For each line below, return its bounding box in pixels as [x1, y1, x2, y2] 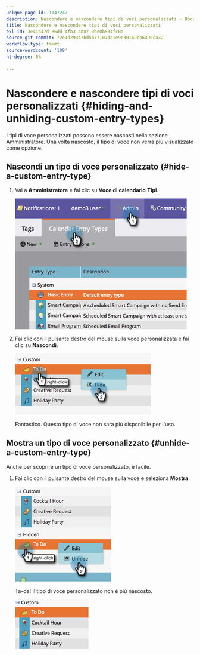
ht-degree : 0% [6, 54, 42, 60]
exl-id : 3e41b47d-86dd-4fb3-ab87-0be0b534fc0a [6, 29, 124, 35]
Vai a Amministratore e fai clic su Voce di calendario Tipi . [14, 187, 159, 194]
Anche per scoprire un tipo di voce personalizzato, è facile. [6, 463, 151, 471]
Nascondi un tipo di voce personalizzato [6, 161, 159, 171]
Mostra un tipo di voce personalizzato [6, 438, 149, 448]
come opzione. [6, 144, 43, 152]
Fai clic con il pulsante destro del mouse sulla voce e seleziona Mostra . [14, 475, 190, 482]
